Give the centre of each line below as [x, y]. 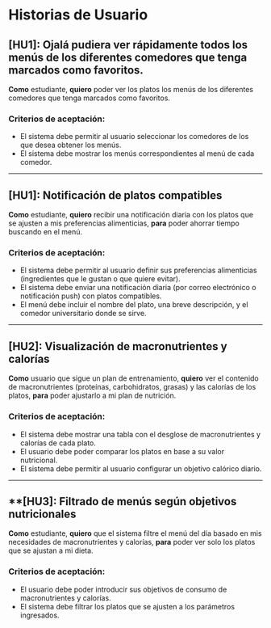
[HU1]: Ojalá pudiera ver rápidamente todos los [128, 45]
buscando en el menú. [46, 232]
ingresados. [40, 615]
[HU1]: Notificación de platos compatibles [115, 195]
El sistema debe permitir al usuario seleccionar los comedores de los [134, 137]
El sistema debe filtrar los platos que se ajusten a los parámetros [127, 606]
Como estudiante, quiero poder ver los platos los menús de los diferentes [131, 89]
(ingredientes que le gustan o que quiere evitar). [100, 279]
